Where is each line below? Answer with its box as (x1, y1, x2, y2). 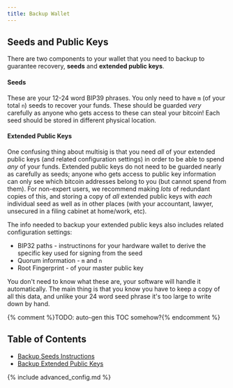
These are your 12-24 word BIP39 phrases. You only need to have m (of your (7, 94, 225, 102)
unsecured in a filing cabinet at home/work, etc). (7, 207, 147, 215)
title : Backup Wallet (7, 10, 70, 17)
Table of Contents (7, 333, 87, 345)
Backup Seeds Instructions (17, 352, 96, 360)
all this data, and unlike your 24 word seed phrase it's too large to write (7, 292, 211, 301)
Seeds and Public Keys (7, 36, 109, 48)
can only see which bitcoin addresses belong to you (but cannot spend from (7, 177, 227, 185)
